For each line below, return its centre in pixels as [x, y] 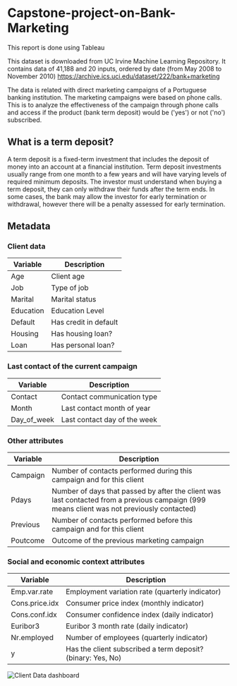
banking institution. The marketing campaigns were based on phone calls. [115, 97]
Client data [26, 246]
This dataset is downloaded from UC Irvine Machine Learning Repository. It [116, 61]
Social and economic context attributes [76, 561]
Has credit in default [85, 323]
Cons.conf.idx [34, 615]
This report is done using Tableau [56, 47]
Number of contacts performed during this [122, 471]
